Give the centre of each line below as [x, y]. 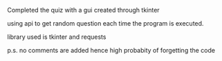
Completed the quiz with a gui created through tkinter [84, 10]
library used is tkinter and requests [57, 37]
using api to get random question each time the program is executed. [105, 23]
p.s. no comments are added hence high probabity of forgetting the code [111, 50]
